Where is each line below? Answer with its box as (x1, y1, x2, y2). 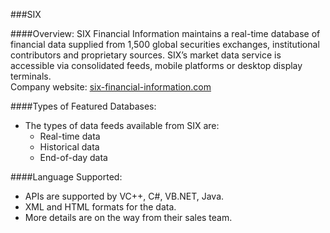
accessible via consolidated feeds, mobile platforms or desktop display (10, 60, 303, 71)
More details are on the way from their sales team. (24, 212, 233, 223)
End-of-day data (39, 152, 108, 163)
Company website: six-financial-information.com (10, 81, 212, 93)
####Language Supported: (10, 171, 123, 183)
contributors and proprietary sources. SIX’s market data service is (10, 49, 282, 61)
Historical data (39, 141, 100, 153)
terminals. (10, 70, 52, 82)
